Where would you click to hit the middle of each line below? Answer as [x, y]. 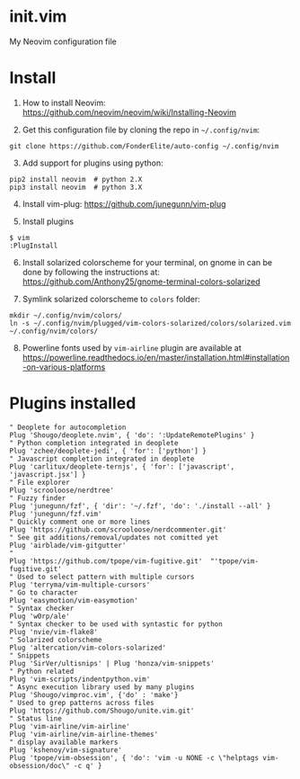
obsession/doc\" [40, 766]
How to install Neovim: [64, 103]
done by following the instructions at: [91, 272]
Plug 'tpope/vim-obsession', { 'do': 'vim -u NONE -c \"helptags [134, 757]
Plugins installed [73, 403]
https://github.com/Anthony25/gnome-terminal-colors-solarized [141, 282]
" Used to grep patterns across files [82, 703]
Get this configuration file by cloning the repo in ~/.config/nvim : [141, 130]
